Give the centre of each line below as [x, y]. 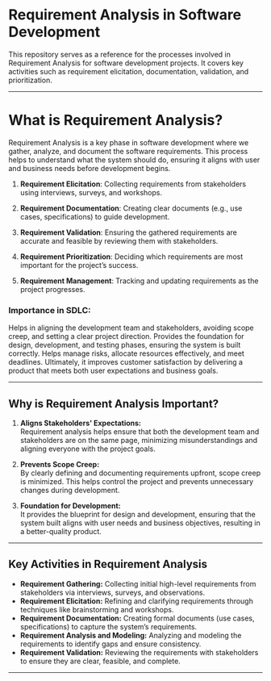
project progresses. [53, 289]
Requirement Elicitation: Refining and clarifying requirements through [137, 601]
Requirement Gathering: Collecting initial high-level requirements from [138, 583]
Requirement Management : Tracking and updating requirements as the [139, 281]
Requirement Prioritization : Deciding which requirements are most [131, 257]
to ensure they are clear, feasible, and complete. [100, 661]
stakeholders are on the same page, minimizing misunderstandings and [139, 440]
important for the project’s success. [79, 265]
